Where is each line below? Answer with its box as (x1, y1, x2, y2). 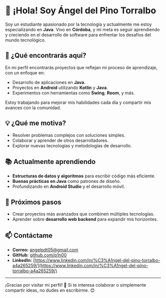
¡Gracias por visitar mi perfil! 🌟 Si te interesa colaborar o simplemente (5, 282, 147, 288)
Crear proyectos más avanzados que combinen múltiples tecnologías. (12, 211, 155, 217)
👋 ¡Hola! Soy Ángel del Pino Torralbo (5, 5, 157, 16)
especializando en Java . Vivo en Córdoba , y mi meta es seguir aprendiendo (5, 26, 160, 32)
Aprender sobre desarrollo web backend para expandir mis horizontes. (12, 216, 158, 222)
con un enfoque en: (5, 70, 45, 76)
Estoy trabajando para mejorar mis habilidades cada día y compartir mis (5, 99, 152, 105)
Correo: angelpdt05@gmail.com (12, 247, 79, 253)
